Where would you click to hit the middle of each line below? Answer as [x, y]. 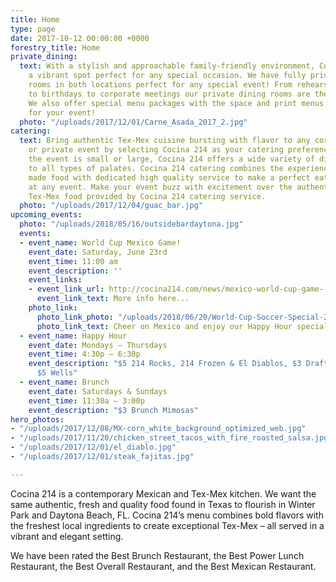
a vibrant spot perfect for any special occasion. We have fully [167, 76]
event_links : [55, 280]
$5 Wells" [57, 373]
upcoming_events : [46, 215]
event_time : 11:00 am [73, 261]
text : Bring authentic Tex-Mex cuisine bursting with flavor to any [165, 141]
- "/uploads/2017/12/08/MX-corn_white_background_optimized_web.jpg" [158, 429]
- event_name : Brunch [64, 382]
